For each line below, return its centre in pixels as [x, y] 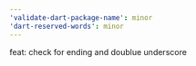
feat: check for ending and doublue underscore [98, 52]
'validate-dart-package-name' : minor [81, 18]
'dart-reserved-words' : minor [67, 26]
